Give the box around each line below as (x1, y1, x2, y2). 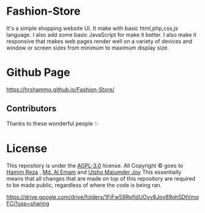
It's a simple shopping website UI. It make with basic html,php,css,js (6, 24, 179, 32)
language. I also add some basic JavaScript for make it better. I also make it (6, 31, 197, 38)
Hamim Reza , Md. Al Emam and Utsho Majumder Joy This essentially (6, 168, 182, 176)
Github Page (6, 65, 70, 80)
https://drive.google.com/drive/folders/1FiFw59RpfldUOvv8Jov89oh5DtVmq (6, 193, 199, 200)
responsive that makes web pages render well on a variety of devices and (6, 37, 193, 45)
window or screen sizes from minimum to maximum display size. (6, 44, 170, 51)
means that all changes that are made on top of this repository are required (6, 174, 196, 182)
